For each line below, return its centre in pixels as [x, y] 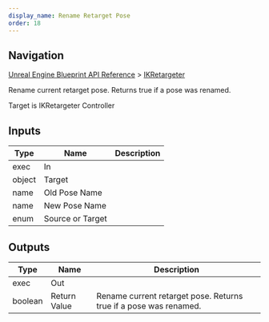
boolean [28, 300]
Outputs [29, 247]
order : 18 [25, 23]
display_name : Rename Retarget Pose [69, 16]
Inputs [25, 131]
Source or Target [75, 219]
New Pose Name [75, 206]
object [24, 180]
